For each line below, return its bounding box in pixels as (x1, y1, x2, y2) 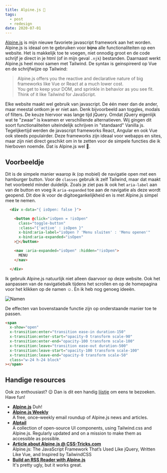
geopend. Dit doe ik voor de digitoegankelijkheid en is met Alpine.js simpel (5, 192, 158, 198)
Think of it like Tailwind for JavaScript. (17, 92, 96, 98)
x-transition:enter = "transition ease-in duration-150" (9, 330, 126, 335)
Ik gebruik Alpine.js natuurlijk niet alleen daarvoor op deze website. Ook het (5, 275, 161, 281)
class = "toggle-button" (18, 221, 66, 226)
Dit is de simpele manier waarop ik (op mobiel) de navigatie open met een (5, 171, 157, 177)
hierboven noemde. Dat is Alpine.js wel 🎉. (5, 143, 91, 149)
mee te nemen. (5, 197, 36, 203)
